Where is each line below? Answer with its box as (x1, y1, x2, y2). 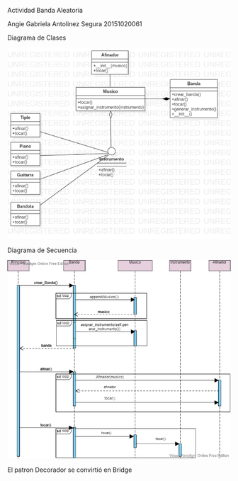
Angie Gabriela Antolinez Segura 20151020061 (7, 20, 143, 28)
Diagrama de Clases (7, 33, 67, 42)
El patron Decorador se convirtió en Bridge (7, 465, 132, 474)
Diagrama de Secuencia (7, 246, 77, 254)
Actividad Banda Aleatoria (7, 6, 84, 14)
